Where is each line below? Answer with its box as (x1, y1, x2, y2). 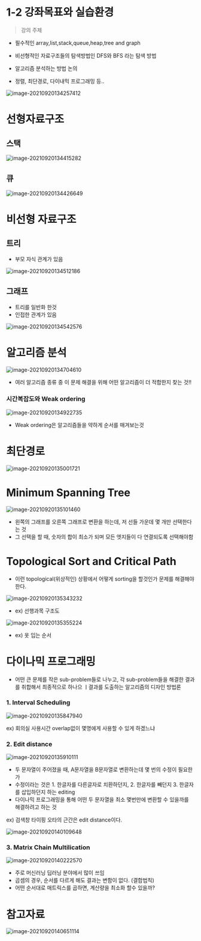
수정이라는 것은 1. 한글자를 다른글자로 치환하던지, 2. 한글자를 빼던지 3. (14, 781, 178, 788)
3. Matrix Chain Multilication (6, 843, 90, 852)
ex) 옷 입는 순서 (14, 631, 52, 638)
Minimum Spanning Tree (6, 486, 130, 499)
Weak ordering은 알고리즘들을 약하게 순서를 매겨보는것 (14, 421, 145, 428)
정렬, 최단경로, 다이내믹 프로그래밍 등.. (14, 77, 105, 85)
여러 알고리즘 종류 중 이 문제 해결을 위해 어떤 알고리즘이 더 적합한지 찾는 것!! (14, 378, 192, 386)
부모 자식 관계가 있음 (14, 255, 63, 262)
